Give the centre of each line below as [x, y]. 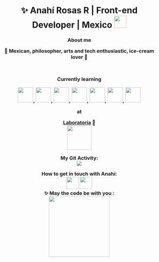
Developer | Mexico [72, 25]
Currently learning [79, 79]
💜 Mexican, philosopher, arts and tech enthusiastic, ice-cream [79, 51]
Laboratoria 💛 [79, 123]
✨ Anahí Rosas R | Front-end [79, 10]
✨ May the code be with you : [79, 193]
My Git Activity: [79, 158]
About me [79, 40]
